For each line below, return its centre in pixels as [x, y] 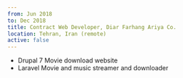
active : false [28, 40]
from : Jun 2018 [30, 14]
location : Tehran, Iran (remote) [57, 34]
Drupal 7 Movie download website [68, 60]
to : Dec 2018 [27, 21]
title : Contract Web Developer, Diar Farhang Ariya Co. [92, 27]
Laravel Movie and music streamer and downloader [93, 68]
